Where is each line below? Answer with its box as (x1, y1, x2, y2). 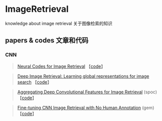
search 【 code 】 (17, 79, 52, 85)
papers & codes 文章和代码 (5, 36, 89, 45)
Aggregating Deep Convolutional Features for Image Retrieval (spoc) (17, 89, 157, 95)
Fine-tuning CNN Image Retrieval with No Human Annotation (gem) (17, 105, 155, 111)
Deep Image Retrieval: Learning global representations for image (17, 73, 150, 79)
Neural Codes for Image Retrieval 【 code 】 (17, 63, 106, 69)
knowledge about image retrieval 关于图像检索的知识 (5, 20, 112, 26)
